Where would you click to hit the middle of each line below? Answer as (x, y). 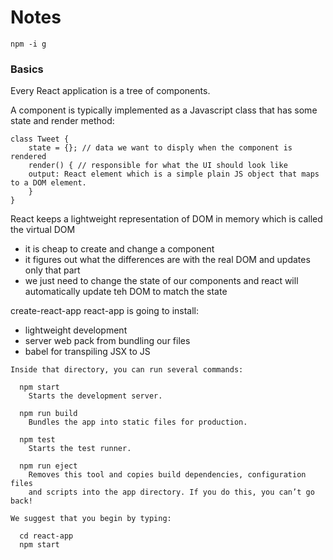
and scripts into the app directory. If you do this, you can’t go (171, 492)
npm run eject (48, 466)
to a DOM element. (48, 183)
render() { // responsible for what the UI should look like (158, 166)
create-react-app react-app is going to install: (105, 311)
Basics (27, 69)
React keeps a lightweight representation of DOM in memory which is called (166, 219)
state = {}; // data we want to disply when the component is (160, 148)
